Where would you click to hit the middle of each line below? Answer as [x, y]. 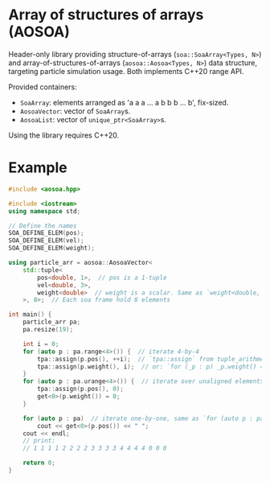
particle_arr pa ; [52, 322]
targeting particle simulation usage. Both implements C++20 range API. [126, 71]
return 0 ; [39, 463]
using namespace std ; [45, 211]
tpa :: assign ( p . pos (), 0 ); [81, 389]
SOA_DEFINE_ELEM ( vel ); [46, 241]
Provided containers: [43, 87]
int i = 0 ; [41, 344]
